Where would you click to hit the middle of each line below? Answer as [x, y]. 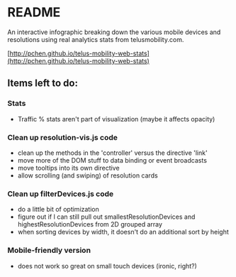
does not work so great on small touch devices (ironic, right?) [107, 266]
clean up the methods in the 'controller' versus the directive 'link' [112, 153]
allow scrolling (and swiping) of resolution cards [88, 175]
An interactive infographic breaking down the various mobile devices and [114, 32]
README [34, 12]
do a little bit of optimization [58, 210]
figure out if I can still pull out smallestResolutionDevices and [106, 217]
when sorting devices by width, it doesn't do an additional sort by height [123, 232]
